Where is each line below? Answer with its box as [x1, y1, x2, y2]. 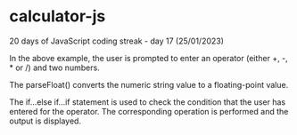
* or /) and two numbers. [9, 62, 100, 73]
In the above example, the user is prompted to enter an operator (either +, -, [9, 52, 288, 63]
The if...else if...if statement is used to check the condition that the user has [9, 96, 286, 107]
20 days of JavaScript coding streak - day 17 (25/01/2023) [9, 36, 225, 46]
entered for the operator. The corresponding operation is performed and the [9, 106, 289, 116]
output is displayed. [9, 115, 82, 126]
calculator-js [9, 6, 106, 27]
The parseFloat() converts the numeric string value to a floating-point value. [9, 79, 289, 90]
